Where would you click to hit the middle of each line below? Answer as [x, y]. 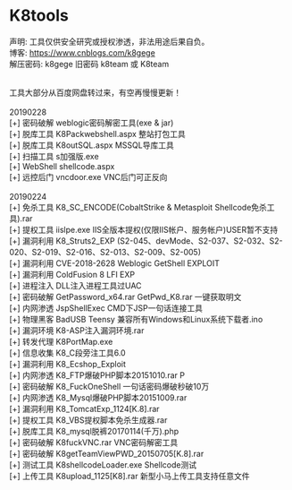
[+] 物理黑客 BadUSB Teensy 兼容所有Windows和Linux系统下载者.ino [136, 319]
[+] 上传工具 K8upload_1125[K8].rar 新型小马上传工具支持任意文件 [129, 476]
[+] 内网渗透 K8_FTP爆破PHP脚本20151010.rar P [97, 375]
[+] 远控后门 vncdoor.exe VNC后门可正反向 [88, 176]
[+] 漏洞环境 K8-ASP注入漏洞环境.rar [77, 330]
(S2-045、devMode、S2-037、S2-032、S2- [200, 241]
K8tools [39, 16]
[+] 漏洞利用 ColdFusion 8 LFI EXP [72, 274]
